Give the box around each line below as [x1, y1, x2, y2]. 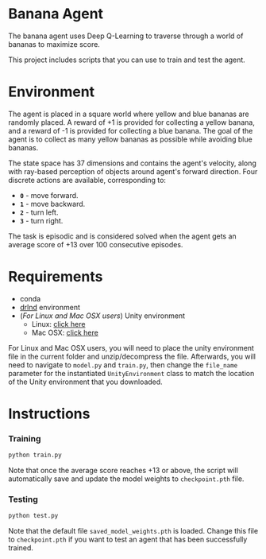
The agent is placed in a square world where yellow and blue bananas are [8, 109, 249, 118]
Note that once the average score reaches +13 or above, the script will [8, 466, 238, 476]
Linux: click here [31, 319, 86, 328]
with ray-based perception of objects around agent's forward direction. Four [8, 166, 258, 176]
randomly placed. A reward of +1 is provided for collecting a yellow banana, [8, 117, 256, 127]
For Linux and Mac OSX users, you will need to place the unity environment [8, 343, 254, 352]
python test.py [8, 512, 59, 520]
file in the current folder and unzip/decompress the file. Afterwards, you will [8, 351, 256, 361]
